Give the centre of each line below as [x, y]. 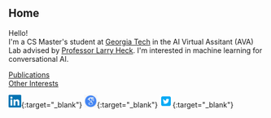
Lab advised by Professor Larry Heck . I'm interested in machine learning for [135, 50]
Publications [29, 74]
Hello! [18, 33]
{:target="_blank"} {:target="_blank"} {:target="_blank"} [128, 104]
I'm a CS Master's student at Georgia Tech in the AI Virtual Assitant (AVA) [131, 42]
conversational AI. [39, 59]
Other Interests [33, 83]
